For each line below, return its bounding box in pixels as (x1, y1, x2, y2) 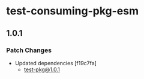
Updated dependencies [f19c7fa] (14, 59, 97, 66)
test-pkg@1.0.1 (23, 66, 60, 73)
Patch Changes (6, 46, 52, 54)
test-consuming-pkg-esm (6, 4, 139, 18)
